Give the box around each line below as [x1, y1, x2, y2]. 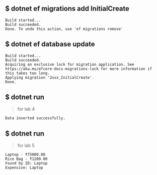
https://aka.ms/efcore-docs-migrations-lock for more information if [5, 66, 153, 71]
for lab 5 [17, 143, 35, 149]
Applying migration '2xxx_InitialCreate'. [5, 75, 94, 80]
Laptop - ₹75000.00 [5, 152, 46, 157]
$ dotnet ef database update [5, 40, 95, 48]
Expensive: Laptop [5, 165, 43, 171]
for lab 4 [17, 106, 35, 112]
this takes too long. [5, 70, 50, 76]
